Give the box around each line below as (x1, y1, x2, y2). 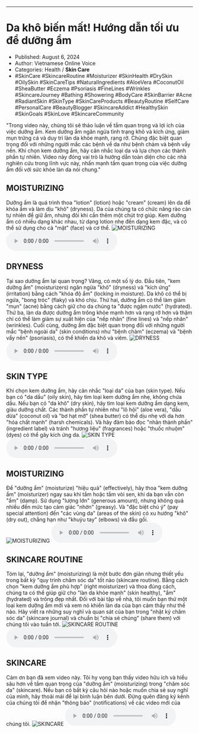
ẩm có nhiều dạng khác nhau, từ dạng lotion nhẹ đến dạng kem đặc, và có (6, 218, 188, 225)
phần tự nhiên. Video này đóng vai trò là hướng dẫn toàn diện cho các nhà (6, 153, 187, 161)
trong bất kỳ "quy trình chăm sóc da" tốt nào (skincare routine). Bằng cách (6, 577, 188, 583)
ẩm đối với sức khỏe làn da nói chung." (6, 166, 101, 173)
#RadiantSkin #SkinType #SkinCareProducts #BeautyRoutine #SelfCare (14, 97, 190, 105)
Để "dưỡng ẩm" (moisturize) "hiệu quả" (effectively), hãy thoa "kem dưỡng (6, 485, 188, 492)
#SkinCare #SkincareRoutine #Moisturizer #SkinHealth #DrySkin (14, 72, 173, 79)
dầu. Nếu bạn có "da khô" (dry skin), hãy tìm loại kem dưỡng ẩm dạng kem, (6, 399, 190, 407)
